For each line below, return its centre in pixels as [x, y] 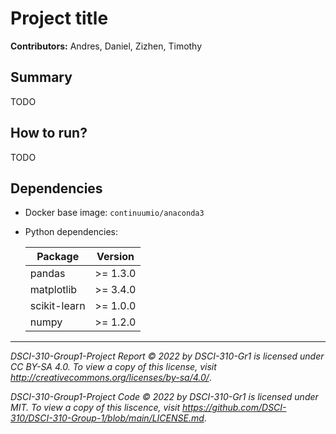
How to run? [49, 133]
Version [115, 257]
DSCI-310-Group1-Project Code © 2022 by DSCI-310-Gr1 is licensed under [164, 397]
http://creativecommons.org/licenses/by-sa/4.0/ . [111, 378]
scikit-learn [57, 306]
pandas [47, 274]
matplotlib [53, 290]
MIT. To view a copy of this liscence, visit [95, 408]
